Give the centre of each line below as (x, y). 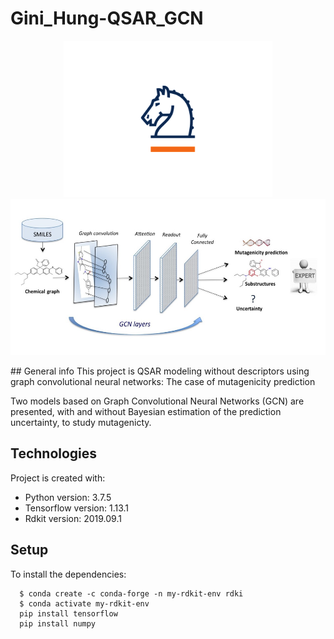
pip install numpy (58, 623)
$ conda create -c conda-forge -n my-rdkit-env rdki (131, 593)
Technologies (54, 453)
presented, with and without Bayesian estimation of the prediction (146, 411)
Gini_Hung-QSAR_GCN (107, 18)
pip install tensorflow (68, 613)
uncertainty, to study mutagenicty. (81, 422)
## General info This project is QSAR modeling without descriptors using (160, 371)
